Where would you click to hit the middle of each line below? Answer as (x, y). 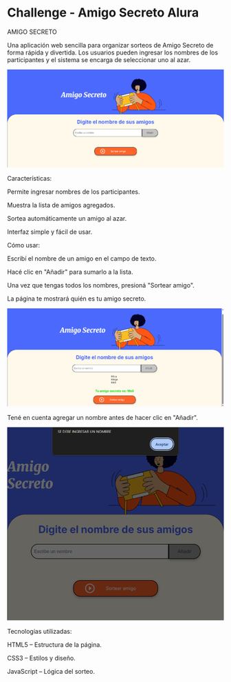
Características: (30, 179)
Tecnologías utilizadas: (40, 632)
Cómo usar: (24, 245)
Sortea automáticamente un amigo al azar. (67, 219)
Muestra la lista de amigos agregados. (61, 205)
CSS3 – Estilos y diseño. (41, 658)
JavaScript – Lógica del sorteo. (51, 672)
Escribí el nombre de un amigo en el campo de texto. (82, 259)
